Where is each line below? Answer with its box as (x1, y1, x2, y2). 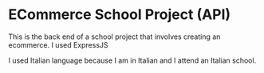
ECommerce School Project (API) (8, 6, 231, 24)
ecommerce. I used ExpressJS (8, 40, 109, 49)
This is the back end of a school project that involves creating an (8, 32, 221, 41)
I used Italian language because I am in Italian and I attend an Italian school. (8, 56, 257, 65)
